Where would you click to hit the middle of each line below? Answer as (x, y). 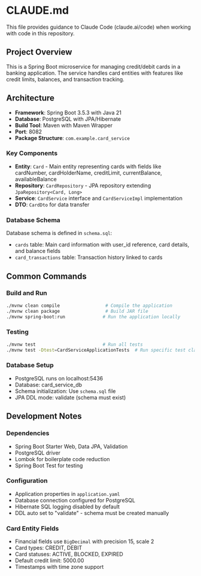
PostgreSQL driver (38, 453)
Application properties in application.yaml (67, 493)
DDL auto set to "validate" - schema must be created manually (92, 513)
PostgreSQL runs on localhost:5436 (59, 378)
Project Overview (39, 52)
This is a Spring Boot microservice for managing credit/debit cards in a (93, 66)
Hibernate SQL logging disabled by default (67, 507)
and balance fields (38, 251)
